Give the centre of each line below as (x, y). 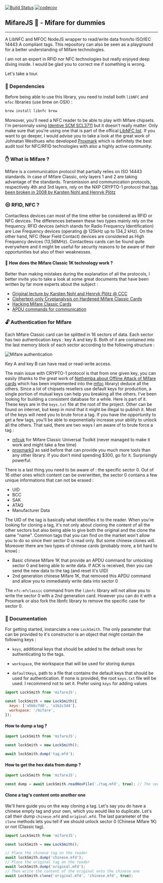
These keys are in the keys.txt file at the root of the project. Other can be (79, 404)
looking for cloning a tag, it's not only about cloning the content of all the (78, 525)
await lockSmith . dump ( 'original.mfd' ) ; (45, 867)
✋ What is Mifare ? (27, 159)
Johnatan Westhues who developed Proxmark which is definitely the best (78, 141)
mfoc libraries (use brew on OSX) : (39, 102)
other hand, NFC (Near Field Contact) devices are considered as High (75, 236)
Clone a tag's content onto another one (45, 795)
